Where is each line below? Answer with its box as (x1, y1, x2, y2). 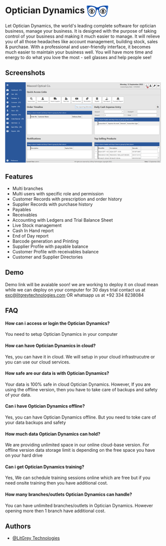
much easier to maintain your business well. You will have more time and (5, 49, 153, 55)
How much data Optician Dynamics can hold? (5, 431, 100, 437)
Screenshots (5, 69, 45, 77)
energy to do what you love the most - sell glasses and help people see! (5, 54, 152, 60)
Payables (12, 206, 31, 212)
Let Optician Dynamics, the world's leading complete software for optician (5, 22, 157, 29)
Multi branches (12, 185, 43, 191)
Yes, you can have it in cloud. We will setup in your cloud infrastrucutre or (5, 354, 155, 360)
